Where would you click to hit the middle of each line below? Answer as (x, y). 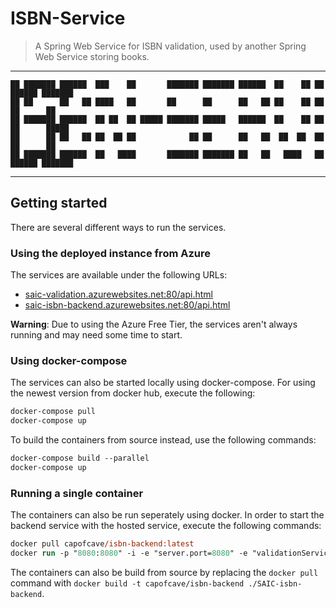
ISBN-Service (68, 18)
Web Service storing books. (92, 56)
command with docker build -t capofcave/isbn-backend (127, 583)
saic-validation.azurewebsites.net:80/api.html (118, 294)
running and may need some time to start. (96, 335)
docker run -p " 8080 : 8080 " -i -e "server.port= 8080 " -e (129, 553)
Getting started (59, 203)
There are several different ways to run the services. (118, 227)
